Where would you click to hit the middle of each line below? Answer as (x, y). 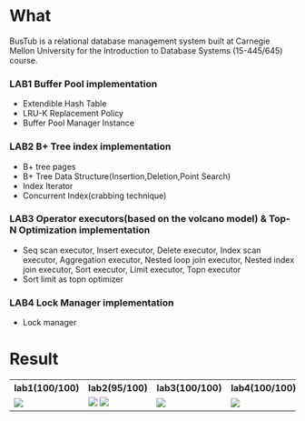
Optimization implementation (84, 230)
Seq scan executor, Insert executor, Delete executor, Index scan (142, 250)
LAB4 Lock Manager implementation (92, 303)
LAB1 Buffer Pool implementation (84, 84)
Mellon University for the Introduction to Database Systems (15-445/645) (146, 50)
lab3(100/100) (189, 388)
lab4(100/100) (264, 388)
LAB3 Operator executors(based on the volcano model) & (138, 219)
